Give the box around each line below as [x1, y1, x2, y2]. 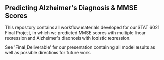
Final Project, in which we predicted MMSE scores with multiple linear [5, 29, 146, 36]
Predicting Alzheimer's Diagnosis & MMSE [5, 4, 137, 12]
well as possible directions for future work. [5, 49, 92, 55]
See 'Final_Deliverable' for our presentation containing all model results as [5, 44, 156, 50]
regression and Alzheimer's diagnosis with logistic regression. [5, 35, 131, 40]
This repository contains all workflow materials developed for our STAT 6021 [5, 24, 160, 30]
